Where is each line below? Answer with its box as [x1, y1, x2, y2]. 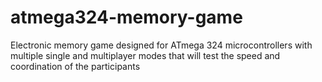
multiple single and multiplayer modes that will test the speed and [10, 49, 281, 61]
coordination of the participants [10, 60, 141, 72]
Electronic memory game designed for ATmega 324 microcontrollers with [10, 39, 313, 51]
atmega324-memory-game [10, 6, 243, 29]
